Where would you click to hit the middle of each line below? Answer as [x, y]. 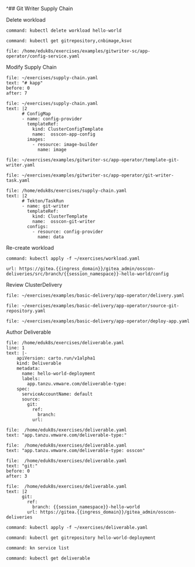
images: [36, 140]
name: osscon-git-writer [64, 222]
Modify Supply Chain [31, 67]
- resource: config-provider [68, 232]
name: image [52, 150]
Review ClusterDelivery [34, 285]
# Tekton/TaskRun [43, 201]
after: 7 [17, 93]
